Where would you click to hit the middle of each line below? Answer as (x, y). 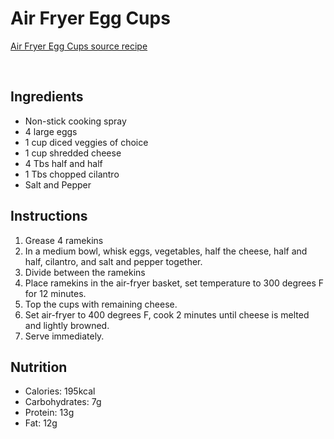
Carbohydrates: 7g (63, 402)
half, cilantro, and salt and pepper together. (113, 261)
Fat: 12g (41, 423)
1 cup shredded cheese (73, 153)
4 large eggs (51, 131)
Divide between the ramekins (85, 272)
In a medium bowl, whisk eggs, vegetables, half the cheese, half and (166, 251)
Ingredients (47, 97)
